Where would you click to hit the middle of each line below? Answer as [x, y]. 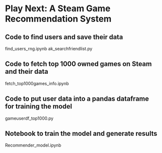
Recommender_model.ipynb [33, 145]
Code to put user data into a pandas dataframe [77, 99]
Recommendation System [58, 19]
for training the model [39, 106]
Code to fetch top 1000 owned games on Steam [79, 64]
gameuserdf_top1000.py [29, 118]
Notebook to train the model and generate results [81, 134]
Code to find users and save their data [64, 37]
